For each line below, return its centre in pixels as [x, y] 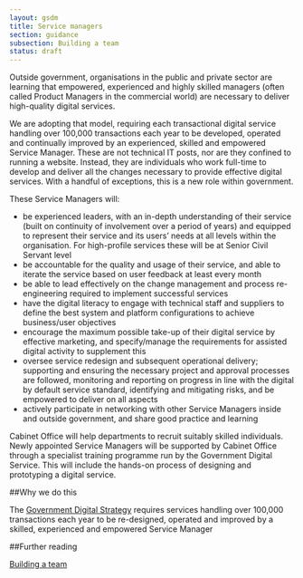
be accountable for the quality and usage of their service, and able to [151, 265]
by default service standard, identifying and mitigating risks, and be [148, 390]
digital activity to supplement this [84, 352]
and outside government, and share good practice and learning [140, 419]
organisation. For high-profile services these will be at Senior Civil [145, 246]
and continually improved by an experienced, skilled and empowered [138, 143]
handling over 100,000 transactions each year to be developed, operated [145, 133]
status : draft [36, 52]
